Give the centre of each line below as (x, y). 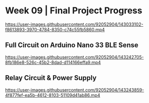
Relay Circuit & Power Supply (51, 78)
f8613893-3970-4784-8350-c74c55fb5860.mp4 (55, 29)
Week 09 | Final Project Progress (74, 11)
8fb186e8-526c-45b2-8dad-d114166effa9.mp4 (53, 62)
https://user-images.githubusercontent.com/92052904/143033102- (74, 24)
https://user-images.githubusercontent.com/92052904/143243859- (75, 90)
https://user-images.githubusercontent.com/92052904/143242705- (74, 57)
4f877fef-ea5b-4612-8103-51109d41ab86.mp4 (53, 95)
